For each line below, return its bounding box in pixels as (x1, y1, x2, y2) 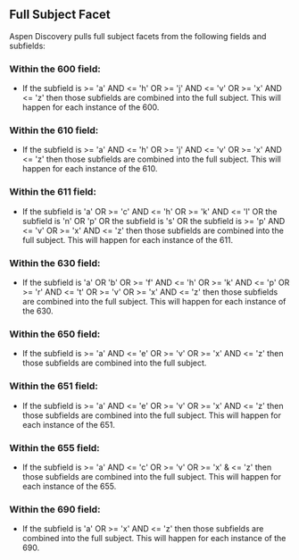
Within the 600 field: (9, 63, 101, 75)
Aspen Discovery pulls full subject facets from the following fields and (9, 30, 267, 41)
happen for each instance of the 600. (21, 102, 160, 113)
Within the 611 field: (9, 186, 96, 198)
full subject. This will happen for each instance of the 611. (21, 234, 234, 245)
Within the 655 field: (9, 441, 100, 454)
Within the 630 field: (9, 256, 101, 269)
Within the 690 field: (9, 503, 101, 515)
